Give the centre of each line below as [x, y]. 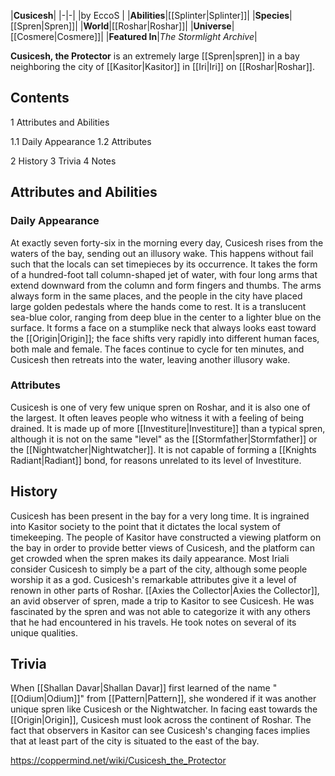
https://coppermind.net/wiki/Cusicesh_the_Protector [118, 761]
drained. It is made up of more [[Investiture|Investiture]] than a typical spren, [168, 428]
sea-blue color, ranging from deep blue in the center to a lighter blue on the [166, 317]
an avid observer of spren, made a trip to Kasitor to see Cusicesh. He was [162, 601]
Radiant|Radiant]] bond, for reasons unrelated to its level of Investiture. [156, 460]
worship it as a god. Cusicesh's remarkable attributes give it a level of [153, 579]
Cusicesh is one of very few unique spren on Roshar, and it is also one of [160, 407]
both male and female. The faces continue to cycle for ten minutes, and [157, 349]
